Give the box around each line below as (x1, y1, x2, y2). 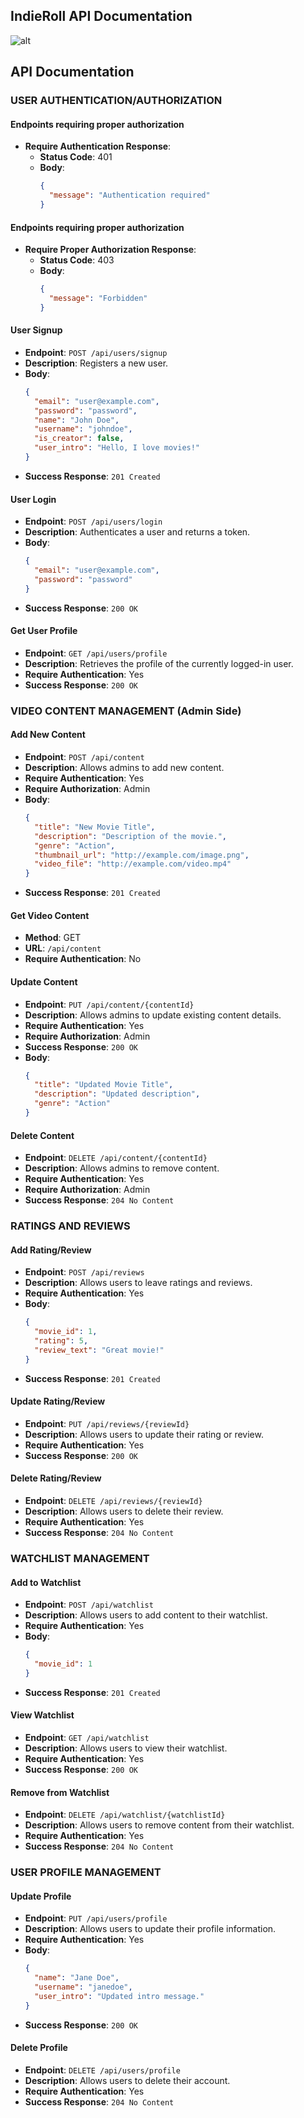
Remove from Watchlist (10, 1786, 110, 1798)
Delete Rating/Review (10, 1472, 102, 1484)
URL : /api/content (24, 942, 102, 954)
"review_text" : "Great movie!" (34, 1345, 165, 1355)
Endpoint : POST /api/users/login (24, 515, 163, 528)
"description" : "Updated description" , (34, 1089, 201, 1099)
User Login (10, 493, 57, 505)
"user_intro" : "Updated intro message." (34, 1991, 205, 2001)
